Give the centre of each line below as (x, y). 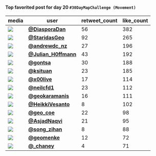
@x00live (40, 80)
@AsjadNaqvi (45, 121)
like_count (135, 21)
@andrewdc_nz (48, 46)
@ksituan (40, 71)
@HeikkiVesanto (49, 104)
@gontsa (39, 63)
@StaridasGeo (46, 37)
